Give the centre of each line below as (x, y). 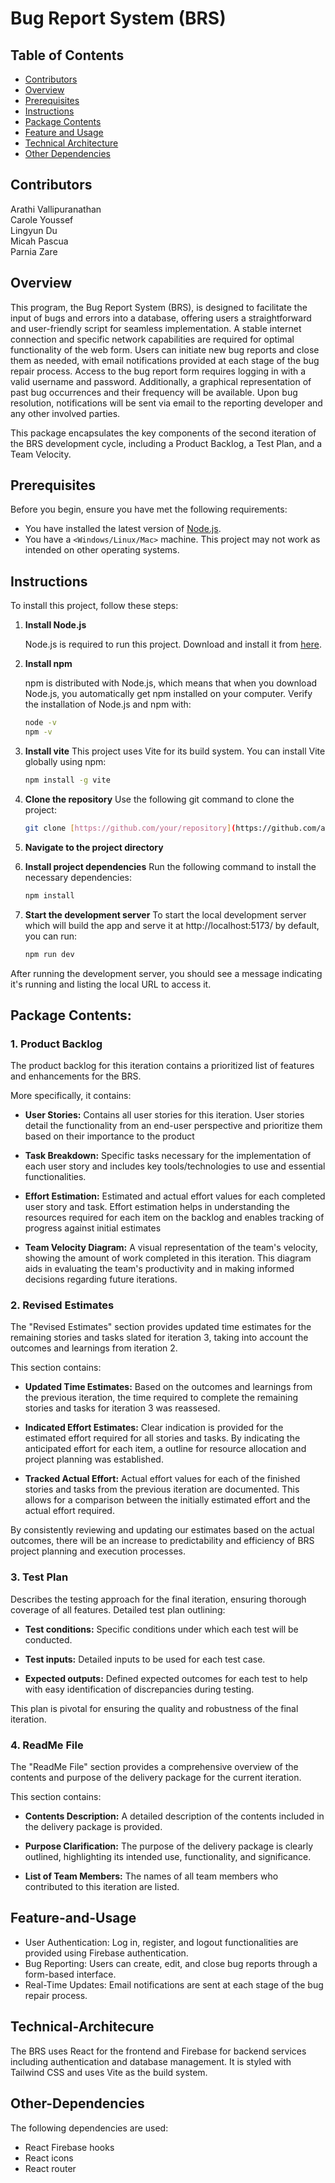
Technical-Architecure (82, 2027)
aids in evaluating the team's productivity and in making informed (159, 1269)
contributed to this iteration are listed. (102, 1887)
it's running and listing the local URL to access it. (111, 984)
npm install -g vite (67, 780)
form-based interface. (70, 1974)
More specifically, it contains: (71, 1096)
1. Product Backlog (56, 1044)
